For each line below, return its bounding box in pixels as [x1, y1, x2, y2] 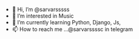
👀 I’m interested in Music [12, 12, 74, 19]
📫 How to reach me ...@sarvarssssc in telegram [12, 26, 134, 33]
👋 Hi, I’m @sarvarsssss [12, 6, 70, 13]
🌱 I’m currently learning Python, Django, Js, [12, 19, 121, 26]
